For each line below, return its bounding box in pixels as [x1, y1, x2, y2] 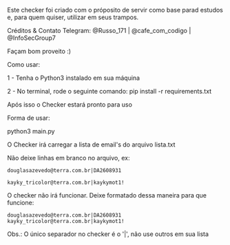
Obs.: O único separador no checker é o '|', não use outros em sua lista [7, 230, 209, 238]
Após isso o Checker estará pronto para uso [7, 100, 133, 109]
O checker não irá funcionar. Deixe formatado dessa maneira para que [7, 191, 207, 199]
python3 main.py [7, 127, 55, 135]
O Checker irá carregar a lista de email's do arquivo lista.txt [7, 140, 176, 149]
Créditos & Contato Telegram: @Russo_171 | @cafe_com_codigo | [7, 27, 191, 34]
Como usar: [7, 61, 41, 68]
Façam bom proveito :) [7, 47, 71, 55]
